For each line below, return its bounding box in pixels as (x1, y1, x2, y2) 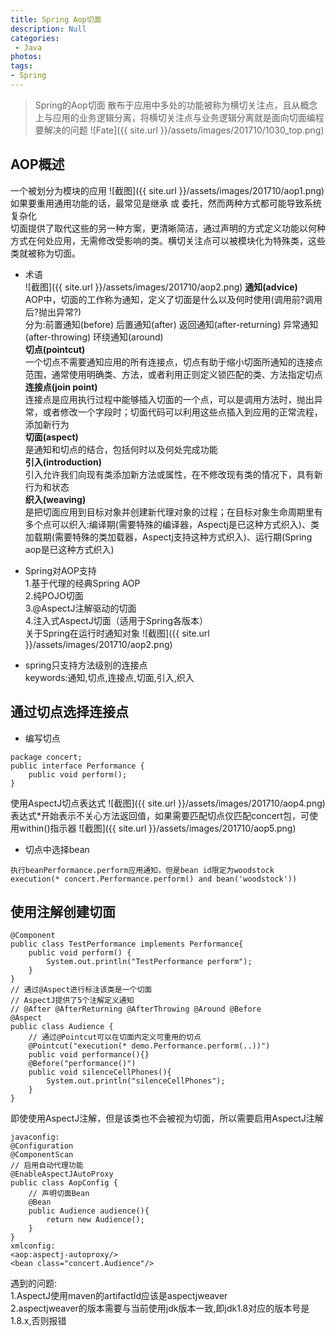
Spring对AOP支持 (24, 564, 97, 576)
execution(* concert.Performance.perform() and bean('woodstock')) (10, 874, 298, 884)
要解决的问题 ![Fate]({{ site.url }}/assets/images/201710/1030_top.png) (34, 124, 325, 136)
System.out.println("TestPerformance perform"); (46, 957, 253, 967)
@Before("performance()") (28, 1059, 137, 1069)
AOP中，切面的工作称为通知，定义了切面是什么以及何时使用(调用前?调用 (24, 293, 323, 305)
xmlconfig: (10, 1241, 56, 1251)
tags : (10, 61, 33, 71)
